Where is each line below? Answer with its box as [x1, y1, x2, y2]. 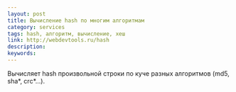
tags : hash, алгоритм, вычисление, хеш [7, 30, 126, 38]
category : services [7, 23, 65, 30]
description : [7, 43, 46, 50]
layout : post [7, 10, 46, 18]
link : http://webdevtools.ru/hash [7, 37, 110, 44]
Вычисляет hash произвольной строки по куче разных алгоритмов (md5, [7, 69, 230, 78]
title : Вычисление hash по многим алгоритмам [7, 17, 144, 24]
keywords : [7, 50, 37, 57]
